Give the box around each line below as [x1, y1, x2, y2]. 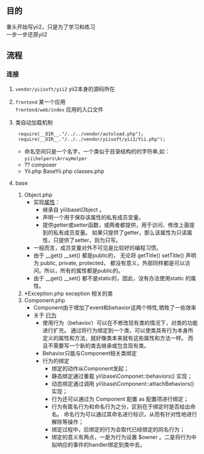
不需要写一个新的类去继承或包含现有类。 [47, 342, 150, 349]
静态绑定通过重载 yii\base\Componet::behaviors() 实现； [51, 372, 193, 380]
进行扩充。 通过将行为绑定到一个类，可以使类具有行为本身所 [42, 327, 194, 334]
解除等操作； [51, 418, 84, 425]
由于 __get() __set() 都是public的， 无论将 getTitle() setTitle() [33, 252, 185, 259]
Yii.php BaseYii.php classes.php [24, 167, 105, 175]
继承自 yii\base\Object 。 [42, 206, 105, 213]
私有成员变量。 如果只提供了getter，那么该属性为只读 [53, 229, 188, 236]
